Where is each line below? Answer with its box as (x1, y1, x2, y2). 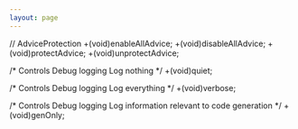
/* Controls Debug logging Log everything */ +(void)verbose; (9, 82, 237, 93)
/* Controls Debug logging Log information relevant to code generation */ (9, 100, 282, 111)
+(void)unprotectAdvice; (88, 47, 180, 59)
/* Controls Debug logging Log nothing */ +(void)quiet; (9, 65, 213, 76)
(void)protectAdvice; (9, 47, 87, 59)
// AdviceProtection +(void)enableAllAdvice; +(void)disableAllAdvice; (9, 38, 266, 49)
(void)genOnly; (9, 109, 65, 120)
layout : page (9, 13, 59, 23)
